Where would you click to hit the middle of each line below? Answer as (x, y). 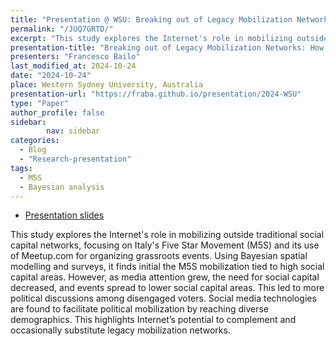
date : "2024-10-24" (51, 76)
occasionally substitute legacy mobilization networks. (120, 330)
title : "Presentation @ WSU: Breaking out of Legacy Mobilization (151, 19)
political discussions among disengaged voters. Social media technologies (163, 298)
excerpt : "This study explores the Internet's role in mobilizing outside (169, 38)
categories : (35, 141)
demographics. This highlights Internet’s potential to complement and (153, 320)
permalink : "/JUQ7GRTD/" (62, 29)
